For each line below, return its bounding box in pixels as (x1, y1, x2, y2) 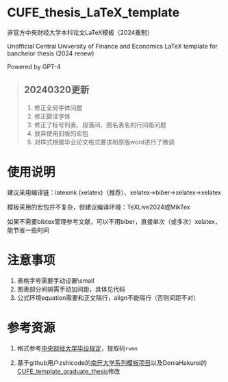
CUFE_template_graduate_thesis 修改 (16, 367, 121, 375)
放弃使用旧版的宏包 (34, 129, 89, 138)
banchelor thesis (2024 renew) (7, 49, 94, 58)
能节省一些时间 (7, 226, 49, 234)
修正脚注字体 (34, 112, 71, 120)
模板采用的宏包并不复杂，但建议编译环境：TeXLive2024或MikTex (7, 203, 190, 211)
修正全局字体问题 (34, 103, 83, 112)
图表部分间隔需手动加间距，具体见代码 (16, 285, 125, 293)
